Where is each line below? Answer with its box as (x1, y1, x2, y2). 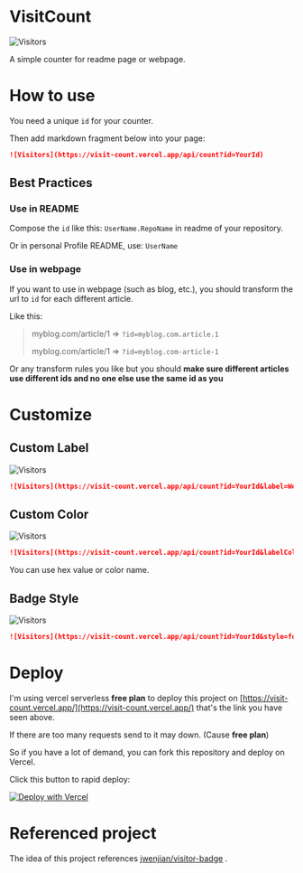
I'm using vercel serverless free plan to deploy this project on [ (9, 692, 243, 703)
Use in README (9, 202, 79, 215)
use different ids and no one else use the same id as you (9, 372, 224, 383)
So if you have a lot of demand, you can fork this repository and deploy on (9, 746, 286, 757)
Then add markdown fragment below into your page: (9, 133, 206, 144)
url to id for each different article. (9, 293, 133, 304)
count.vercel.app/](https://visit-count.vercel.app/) (9, 702, 195, 713)
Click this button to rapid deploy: (9, 774, 131, 784)
